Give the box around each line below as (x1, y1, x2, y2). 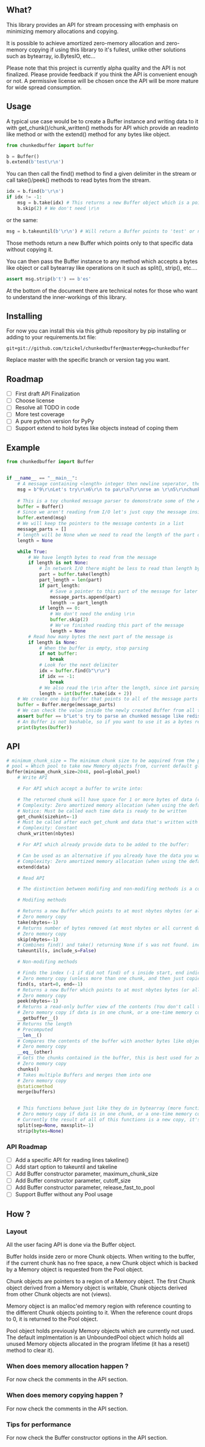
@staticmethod (17, 1083, 53, 1089)
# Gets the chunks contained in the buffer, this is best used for (17, 1055, 192, 1061)
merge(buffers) (17, 1089, 56, 1095)
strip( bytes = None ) (17, 1128, 64, 1134)
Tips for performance (6, 1420, 71, 1429)
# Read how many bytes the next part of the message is (28, 633, 173, 640)
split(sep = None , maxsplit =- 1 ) (17, 1122, 95, 1128)
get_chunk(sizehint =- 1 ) (17, 814, 78, 820)
